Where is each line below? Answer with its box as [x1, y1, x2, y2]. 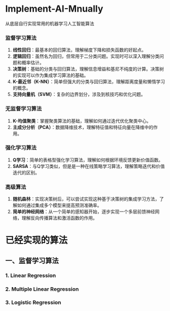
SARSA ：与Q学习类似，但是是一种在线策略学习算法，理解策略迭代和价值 [12, 163, 165, 169]
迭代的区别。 [12, 169, 40, 176]
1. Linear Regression [5, 272, 56, 279]
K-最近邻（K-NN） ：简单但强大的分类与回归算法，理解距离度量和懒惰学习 [12, 79, 165, 85]
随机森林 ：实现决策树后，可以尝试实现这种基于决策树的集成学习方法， [12, 196, 160, 202]
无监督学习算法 [5, 105, 42, 112]
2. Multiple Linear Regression [5, 285, 79, 292]
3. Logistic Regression [5, 299, 61, 306]
